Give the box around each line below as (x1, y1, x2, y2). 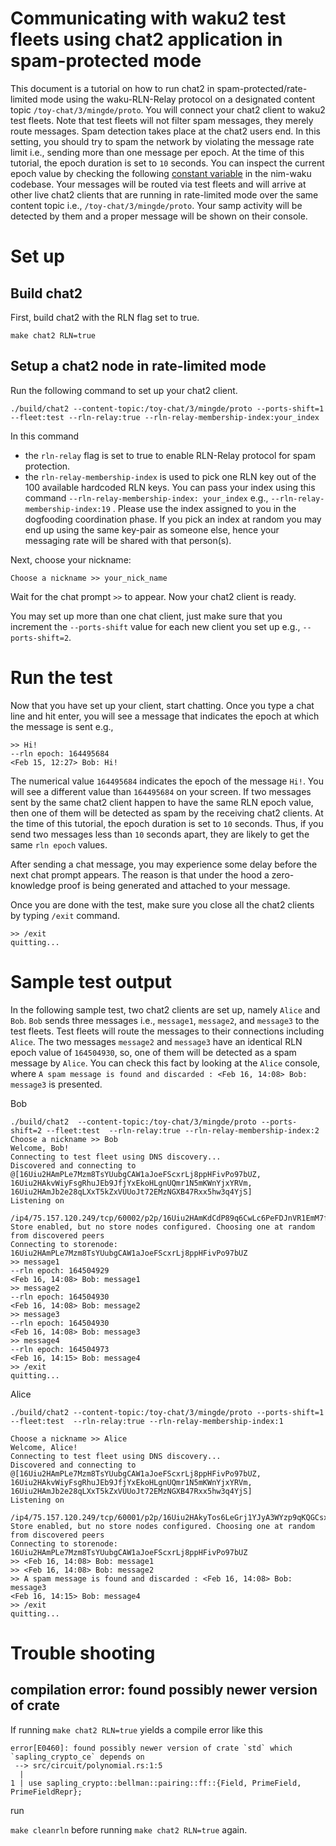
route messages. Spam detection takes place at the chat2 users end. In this (10, 125, 321, 137)
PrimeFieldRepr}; (10, 1787, 83, 1797)
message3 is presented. (10, 1078, 103, 1090)
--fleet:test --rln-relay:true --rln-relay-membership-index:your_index (10, 412, 320, 422)
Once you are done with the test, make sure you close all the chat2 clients (10, 898, 315, 911)
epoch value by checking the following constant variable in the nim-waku (10, 167, 312, 179)
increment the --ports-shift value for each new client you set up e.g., (10, 620, 301, 632)
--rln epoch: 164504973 (10, 1344, 110, 1354)
